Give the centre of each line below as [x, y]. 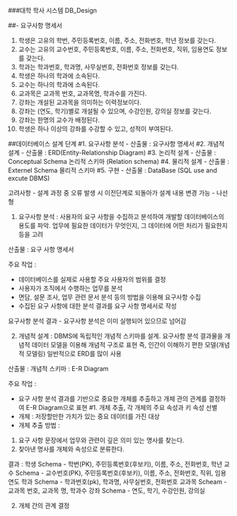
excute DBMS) [29, 178]
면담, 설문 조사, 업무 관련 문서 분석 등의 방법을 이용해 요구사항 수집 [109, 297]
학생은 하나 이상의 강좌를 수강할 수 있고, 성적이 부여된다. [96, 129]
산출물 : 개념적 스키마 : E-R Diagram [58, 369]
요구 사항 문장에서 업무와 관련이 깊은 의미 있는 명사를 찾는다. [101, 440]
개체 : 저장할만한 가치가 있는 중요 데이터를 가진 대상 [89, 416]
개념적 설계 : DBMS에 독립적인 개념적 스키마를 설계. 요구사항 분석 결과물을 [121, 336]
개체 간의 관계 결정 [44, 505]
